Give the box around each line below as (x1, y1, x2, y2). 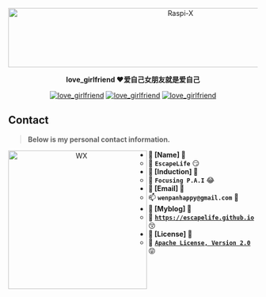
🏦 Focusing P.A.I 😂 (148, 175, 215, 185)
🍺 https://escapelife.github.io (148, 212, 255, 222)
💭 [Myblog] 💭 (148, 204, 192, 213)
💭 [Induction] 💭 (148, 166, 199, 176)
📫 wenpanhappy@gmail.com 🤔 (148, 192, 239, 202)
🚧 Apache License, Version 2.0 (148, 238, 251, 247)
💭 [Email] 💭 (148, 183, 184, 193)
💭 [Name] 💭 (148, 150, 186, 159)
